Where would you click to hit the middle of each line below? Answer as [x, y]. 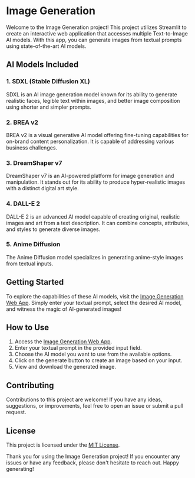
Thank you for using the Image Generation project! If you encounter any [93, 457]
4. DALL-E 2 [23, 204]
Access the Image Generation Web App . [63, 342]
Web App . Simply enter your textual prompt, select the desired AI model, [94, 303]
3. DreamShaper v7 [34, 162]
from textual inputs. [30, 264]
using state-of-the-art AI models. [46, 46]
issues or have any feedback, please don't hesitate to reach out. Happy [93, 463]
